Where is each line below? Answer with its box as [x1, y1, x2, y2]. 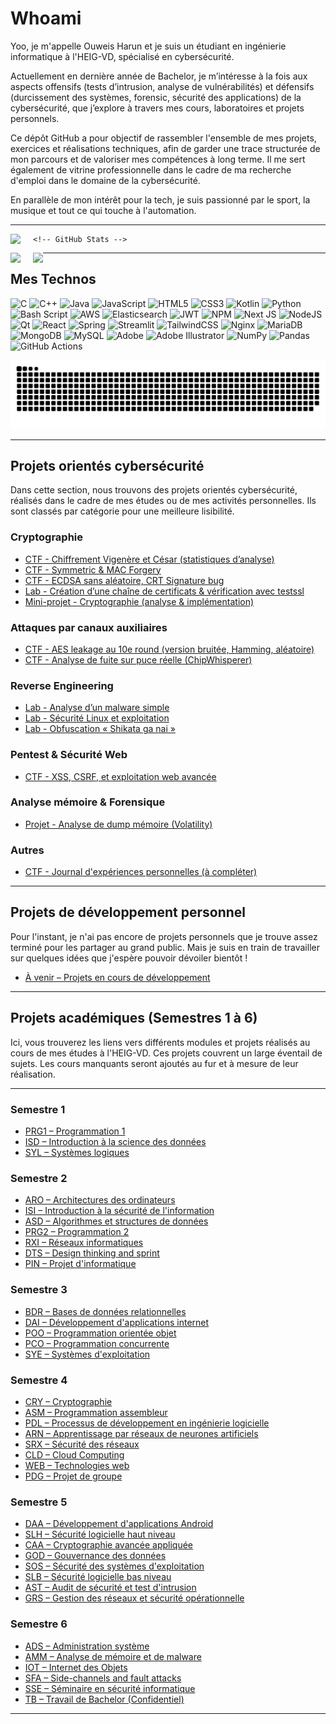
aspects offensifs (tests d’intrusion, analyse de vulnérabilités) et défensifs [10, 80, 315, 92]
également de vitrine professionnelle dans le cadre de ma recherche [10, 163, 292, 176]
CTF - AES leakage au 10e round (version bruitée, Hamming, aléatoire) [24, 643, 315, 655]
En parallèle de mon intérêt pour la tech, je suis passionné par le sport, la [10, 193, 311, 206]
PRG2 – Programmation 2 [24, 1226, 130, 1238]
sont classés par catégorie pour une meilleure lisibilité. [10, 505, 235, 517]
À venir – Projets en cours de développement [24, 971, 211, 983]
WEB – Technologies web [24, 1459, 130, 1471]
